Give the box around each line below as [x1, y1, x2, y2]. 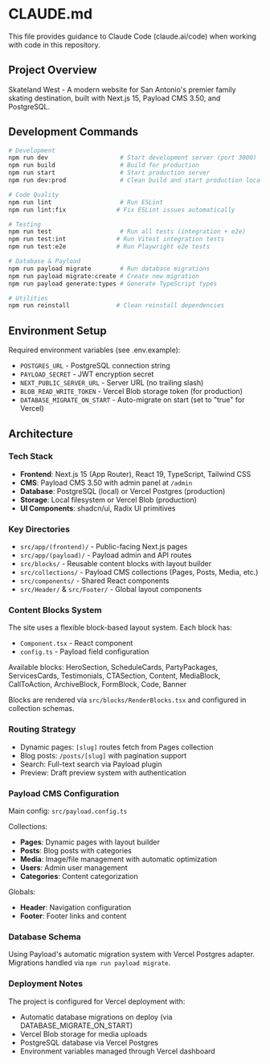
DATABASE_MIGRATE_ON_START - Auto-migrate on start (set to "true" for [19, 395, 245, 405]
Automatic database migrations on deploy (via [19, 1012, 173, 1021]
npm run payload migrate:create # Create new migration [8, 272, 199, 280]
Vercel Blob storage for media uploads [19, 1029, 148, 1038]
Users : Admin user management [19, 863, 129, 873]
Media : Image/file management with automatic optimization [19, 854, 218, 864]
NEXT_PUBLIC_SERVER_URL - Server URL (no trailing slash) [19, 378, 204, 388]
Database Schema [8, 930, 82, 942]
